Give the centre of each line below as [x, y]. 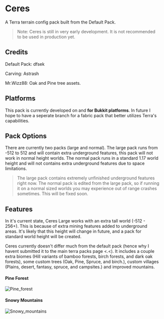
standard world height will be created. [43, 237]
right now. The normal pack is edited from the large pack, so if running [88, 183]
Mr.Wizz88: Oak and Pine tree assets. [43, 83]
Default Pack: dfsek [25, 64]
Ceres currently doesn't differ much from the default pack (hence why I [77, 246]
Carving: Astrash [22, 74]
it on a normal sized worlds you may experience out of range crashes [87, 189]
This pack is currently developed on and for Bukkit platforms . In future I [78, 110]
